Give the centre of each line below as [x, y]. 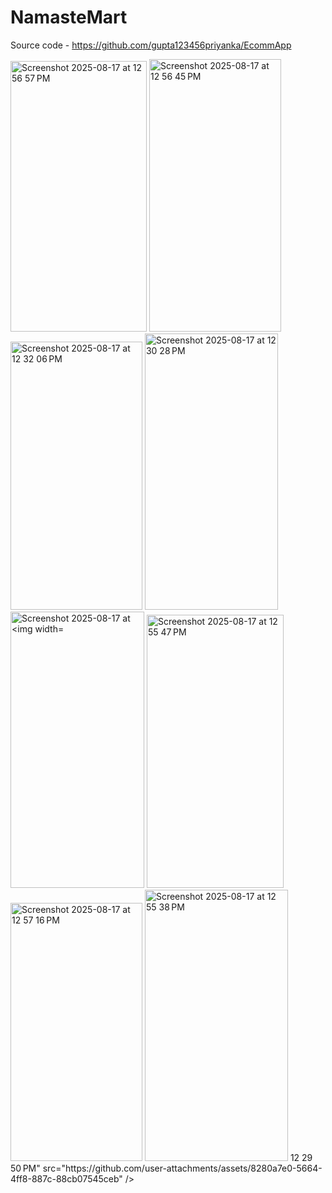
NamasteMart [69, 17]
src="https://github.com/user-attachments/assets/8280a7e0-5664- [182, 1168]
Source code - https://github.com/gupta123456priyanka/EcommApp [151, 45]
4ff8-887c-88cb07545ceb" [66, 1178]
